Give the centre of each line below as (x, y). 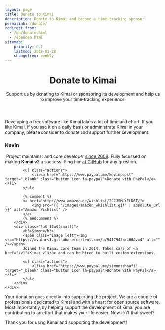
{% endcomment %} (41, 218)
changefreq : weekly (34, 56)
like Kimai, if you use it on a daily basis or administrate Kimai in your (74, 127)
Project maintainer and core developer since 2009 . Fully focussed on (76, 156)
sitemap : (14, 42)
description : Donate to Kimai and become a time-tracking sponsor (75, 19)
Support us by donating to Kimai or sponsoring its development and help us (83, 94)
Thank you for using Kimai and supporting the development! (66, 322)
